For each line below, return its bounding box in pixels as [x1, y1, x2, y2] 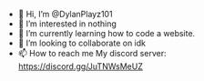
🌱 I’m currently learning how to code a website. [17, 28, 196, 38]
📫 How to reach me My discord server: [17, 48, 167, 58]
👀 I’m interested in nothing [17, 18, 117, 29]
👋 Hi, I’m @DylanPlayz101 [17, 9, 113, 19]
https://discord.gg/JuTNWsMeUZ [17, 61, 143, 72]
